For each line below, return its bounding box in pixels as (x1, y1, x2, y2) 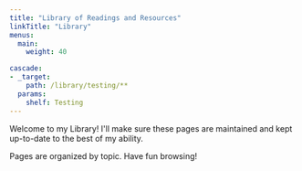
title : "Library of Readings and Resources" (9, 13, 182, 23)
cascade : (9, 64, 43, 73)
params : (17, 89, 47, 99)
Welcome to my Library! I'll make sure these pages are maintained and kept (9, 123, 293, 134)
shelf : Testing (26, 98, 84, 107)
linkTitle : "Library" (9, 22, 92, 31)
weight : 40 (26, 48, 68, 57)
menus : (9, 30, 35, 39)
